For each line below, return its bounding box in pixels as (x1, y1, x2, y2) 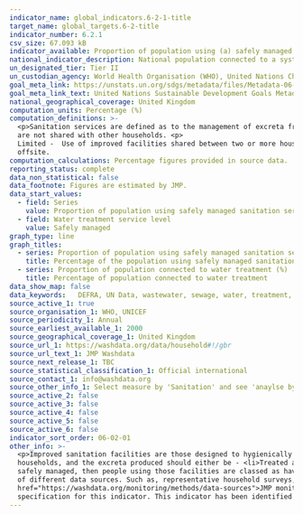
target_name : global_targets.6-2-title (9, 22, 160, 31)
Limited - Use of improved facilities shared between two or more (17, 139, 277, 148)
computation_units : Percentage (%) (9, 106, 143, 115)
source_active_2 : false (9, 391, 99, 400)
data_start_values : (9, 190, 83, 199)
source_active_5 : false (9, 417, 99, 426)
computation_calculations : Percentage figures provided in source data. (9, 155, 289, 165)
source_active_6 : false (9, 425, 99, 434)
